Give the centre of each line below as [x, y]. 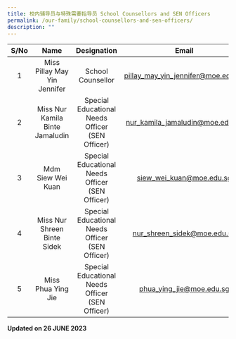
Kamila [52, 118]
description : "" [31, 27]
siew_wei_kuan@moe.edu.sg [184, 178]
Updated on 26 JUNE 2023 [47, 328]
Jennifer [52, 89]
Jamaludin [52, 136]
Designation [97, 51]
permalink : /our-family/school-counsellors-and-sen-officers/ [100, 20]
